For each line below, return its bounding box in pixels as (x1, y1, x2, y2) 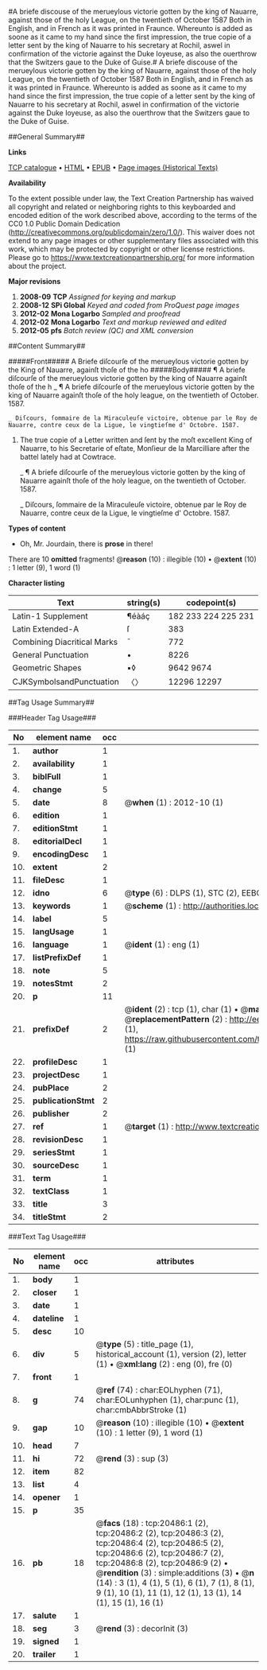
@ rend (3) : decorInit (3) (95, 1623, 188, 1633)
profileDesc (33, 1057, 78, 1067)
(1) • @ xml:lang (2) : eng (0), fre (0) (95, 1359, 233, 1369)
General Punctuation (12, 650, 89, 660)
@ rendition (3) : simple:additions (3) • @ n (95, 1567, 254, 1578)
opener (33, 1492, 61, 1502)
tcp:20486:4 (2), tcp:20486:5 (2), (95, 1538, 224, 1548)
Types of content (8, 524, 66, 533)
